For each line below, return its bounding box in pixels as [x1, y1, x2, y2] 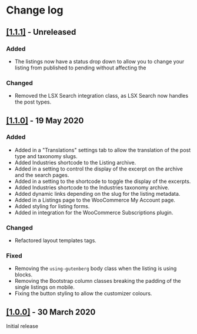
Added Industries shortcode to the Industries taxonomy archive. [14, 183, 169, 191]
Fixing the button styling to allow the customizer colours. [14, 290, 152, 297]
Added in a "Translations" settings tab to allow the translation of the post [14, 146, 191, 153]
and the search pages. [14, 171, 69, 178]
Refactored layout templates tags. [14, 237, 97, 244]
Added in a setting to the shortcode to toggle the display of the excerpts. [14, 178, 191, 185]
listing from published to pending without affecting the [14, 64, 146, 71]
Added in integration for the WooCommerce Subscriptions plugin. [14, 209, 173, 216]
